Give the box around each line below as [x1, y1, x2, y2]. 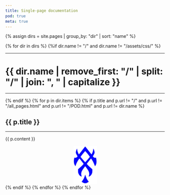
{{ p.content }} [5, 136, 35, 142]
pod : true [5, 13, 26, 19]
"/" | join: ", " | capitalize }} [5, 76, 120, 88]
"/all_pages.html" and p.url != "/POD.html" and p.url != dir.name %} [5, 103, 145, 109]
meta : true [5, 19, 28, 24]
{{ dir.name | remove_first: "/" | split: [5, 66, 163, 77]
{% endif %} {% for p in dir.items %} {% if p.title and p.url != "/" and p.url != [5, 97, 163, 104]
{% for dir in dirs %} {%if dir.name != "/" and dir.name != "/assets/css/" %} [5, 43, 161, 49]
